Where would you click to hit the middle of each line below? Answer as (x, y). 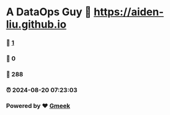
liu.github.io (36, 24)
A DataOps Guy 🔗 (49, 12)
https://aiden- (129, 12)
